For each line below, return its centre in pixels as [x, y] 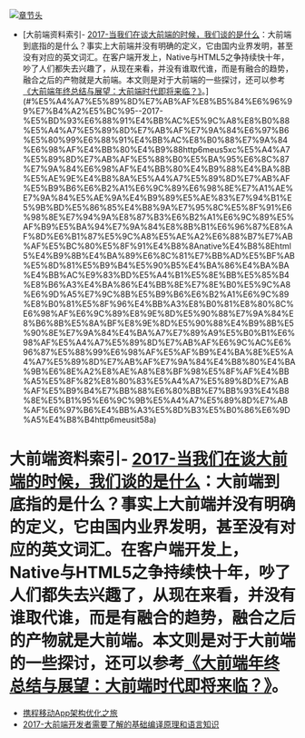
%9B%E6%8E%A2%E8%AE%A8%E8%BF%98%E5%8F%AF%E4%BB [156, 371]
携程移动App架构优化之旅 [70, 713]
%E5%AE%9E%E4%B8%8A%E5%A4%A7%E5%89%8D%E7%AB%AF [156, 178]
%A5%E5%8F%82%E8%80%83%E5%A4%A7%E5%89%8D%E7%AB [155, 381]
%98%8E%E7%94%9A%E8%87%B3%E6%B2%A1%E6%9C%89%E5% [158, 217]
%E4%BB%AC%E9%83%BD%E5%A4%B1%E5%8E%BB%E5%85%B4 [156, 275]
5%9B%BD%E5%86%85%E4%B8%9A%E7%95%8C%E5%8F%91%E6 [157, 207]
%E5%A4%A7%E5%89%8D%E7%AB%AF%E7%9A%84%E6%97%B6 [156, 130]
